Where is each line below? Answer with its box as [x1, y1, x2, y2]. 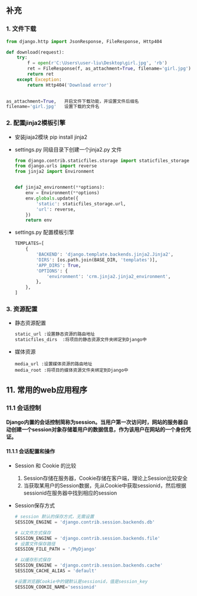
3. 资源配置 [6, 305, 38, 313]
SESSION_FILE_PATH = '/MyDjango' [14, 546, 97, 552]
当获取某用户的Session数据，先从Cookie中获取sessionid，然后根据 [23, 482, 187, 489]
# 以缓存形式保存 [14, 557, 51, 563]
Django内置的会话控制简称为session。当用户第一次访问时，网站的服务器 [6, 418, 183, 425]
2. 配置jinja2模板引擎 [6, 119, 66, 127]
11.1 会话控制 [6, 404, 41, 412]
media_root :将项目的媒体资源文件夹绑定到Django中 [14, 368, 129, 374]
